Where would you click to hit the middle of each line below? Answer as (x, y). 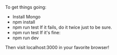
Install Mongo (26, 17)
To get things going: (26, 7)
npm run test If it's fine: (36, 32)
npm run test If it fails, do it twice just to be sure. (62, 27)
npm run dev (25, 38)
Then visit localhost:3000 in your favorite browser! (57, 47)
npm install (24, 22)
